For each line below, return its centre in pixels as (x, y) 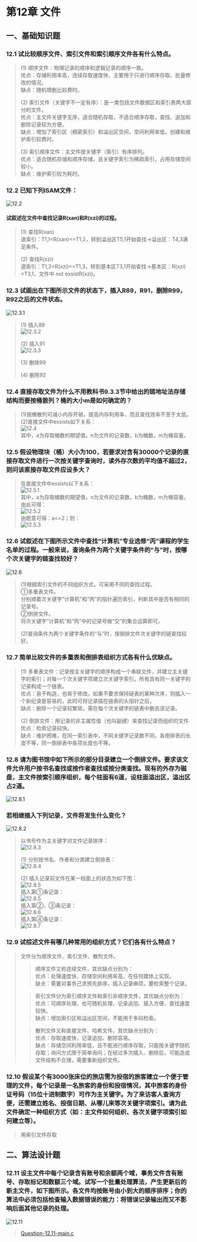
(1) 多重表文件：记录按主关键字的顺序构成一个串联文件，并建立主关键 (104, 671)
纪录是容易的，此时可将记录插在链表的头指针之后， (93, 700)
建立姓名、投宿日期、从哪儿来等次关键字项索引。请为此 (108, 1103)
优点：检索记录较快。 (46, 728)
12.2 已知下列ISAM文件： (42, 190)
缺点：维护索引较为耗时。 (51, 174)
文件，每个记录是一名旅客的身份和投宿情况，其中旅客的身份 (102, 1085)
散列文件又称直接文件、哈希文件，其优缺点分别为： (97, 1030)
